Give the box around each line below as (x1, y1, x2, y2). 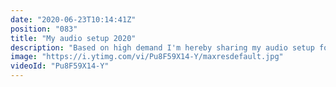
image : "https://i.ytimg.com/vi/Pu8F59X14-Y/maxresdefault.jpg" (10, 52, 284, 62)
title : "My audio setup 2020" (10, 33, 137, 43)
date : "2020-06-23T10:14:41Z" (10, 14, 137, 25)
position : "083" (10, 24, 78, 34)
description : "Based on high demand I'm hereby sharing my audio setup (10, 42, 315, 53)
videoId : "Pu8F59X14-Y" (10, 61, 110, 71)
